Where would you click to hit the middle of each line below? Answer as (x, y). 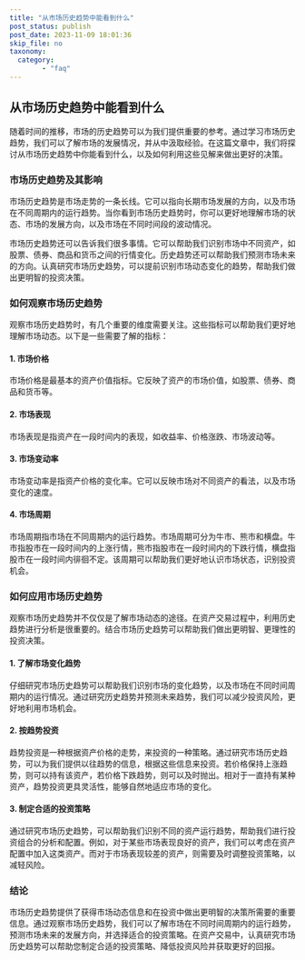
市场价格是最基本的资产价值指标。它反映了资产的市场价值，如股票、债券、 (148, 380)
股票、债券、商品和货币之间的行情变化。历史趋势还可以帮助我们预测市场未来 (152, 255)
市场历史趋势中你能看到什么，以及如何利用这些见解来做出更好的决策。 (156, 154)
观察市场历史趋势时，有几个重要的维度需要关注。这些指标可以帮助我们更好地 (152, 325)
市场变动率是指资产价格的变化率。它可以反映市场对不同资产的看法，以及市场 (152, 480)
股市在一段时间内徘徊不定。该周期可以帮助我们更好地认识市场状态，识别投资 (152, 559)
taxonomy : (28, 52)
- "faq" (56, 69)
